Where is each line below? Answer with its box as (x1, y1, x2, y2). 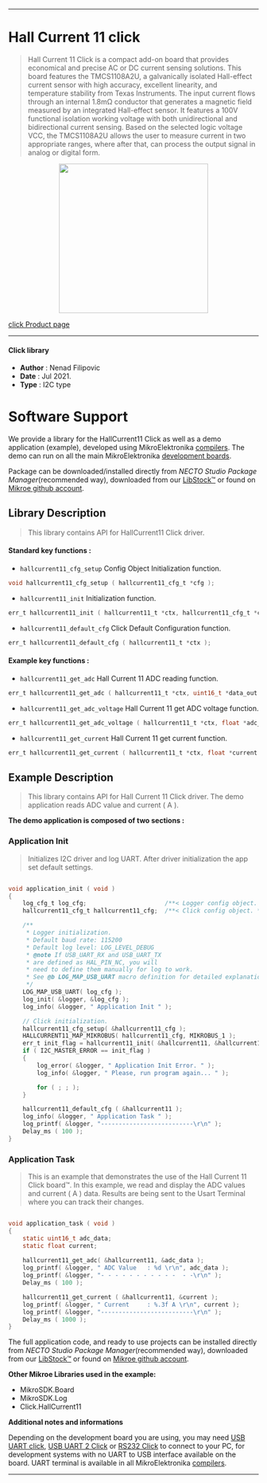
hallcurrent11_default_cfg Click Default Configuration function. (19, 623, 231, 633)
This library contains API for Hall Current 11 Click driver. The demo (27, 792, 244, 802)
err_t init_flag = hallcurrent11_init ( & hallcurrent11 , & (22, 1039, 219, 1048)
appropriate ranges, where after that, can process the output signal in (27, 139, 256, 148)
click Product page (8, 320, 70, 329)
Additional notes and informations (8, 1418, 123, 1427)
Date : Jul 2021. (19, 371, 72, 381)
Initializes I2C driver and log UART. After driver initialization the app (27, 853, 249, 863)
